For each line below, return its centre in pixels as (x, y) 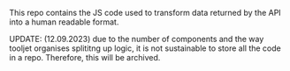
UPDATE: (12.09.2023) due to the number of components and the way (137, 39)
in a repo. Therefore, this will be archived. (85, 57)
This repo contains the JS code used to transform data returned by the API (145, 13)
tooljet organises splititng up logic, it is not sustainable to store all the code (145, 48)
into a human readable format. (64, 22)
